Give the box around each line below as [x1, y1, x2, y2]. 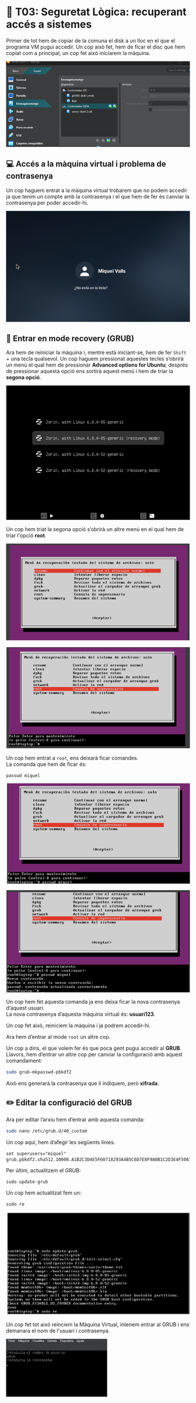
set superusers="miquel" [6, 1151, 66, 1156]
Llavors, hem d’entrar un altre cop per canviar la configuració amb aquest [6, 1051, 183, 1058]
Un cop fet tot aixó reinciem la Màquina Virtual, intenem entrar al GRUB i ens [6, 1320, 190, 1328]
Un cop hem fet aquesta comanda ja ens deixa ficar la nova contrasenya [6, 998, 180, 1005]
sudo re [6, 1201, 25, 1207]
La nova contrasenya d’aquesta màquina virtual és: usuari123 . [6, 1011, 156, 1018]
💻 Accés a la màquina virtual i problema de [6, 159, 166, 169]
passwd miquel [6, 772, 41, 778]
